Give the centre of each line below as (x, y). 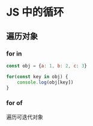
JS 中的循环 (35, 12)
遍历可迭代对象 (25, 116)
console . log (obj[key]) (45, 82)
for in (14, 53)
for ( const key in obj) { (37, 76)
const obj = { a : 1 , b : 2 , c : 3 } (47, 66)
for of (14, 103)
